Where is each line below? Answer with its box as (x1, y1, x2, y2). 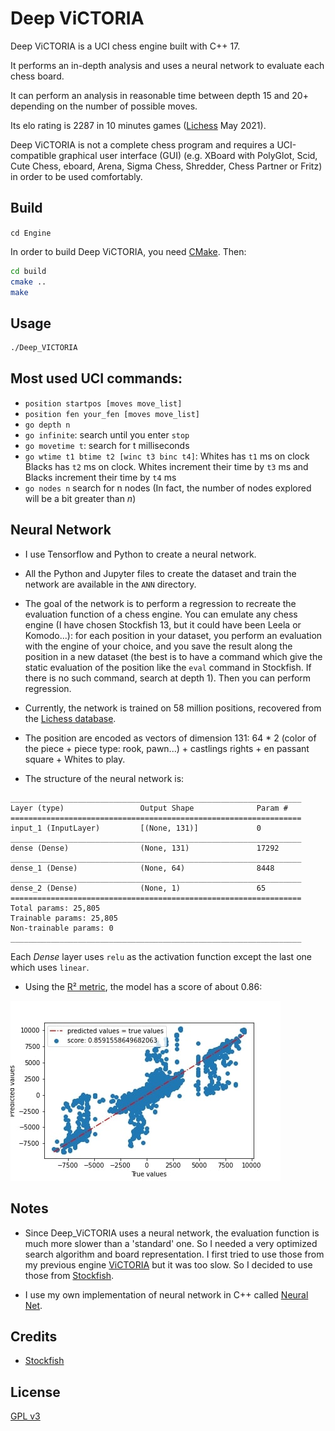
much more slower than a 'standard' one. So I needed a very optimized (24, 1237, 318, 1249)
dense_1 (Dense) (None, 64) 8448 (10, 863, 275, 873)
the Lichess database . (24, 712, 117, 724)
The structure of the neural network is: (24, 772, 185, 784)
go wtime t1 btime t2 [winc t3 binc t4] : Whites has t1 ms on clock (24, 450, 310, 462)
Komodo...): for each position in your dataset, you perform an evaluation (24, 629, 323, 641)
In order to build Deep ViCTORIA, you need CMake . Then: (10, 245, 247, 257)
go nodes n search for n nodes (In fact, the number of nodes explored (24, 482, 312, 494)
